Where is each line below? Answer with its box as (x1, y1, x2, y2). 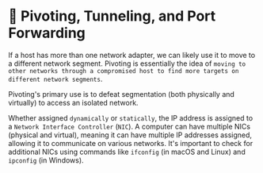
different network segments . (8, 74, 103, 83)
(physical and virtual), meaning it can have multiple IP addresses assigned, (8, 130, 252, 140)
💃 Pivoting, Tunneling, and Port (8, 7, 216, 25)
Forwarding (8, 24, 86, 42)
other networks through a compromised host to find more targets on (8, 67, 239, 75)
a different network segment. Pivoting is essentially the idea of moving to (8, 59, 246, 68)
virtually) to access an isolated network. (8, 98, 139, 107)
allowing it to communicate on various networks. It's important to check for (8, 138, 253, 148)
